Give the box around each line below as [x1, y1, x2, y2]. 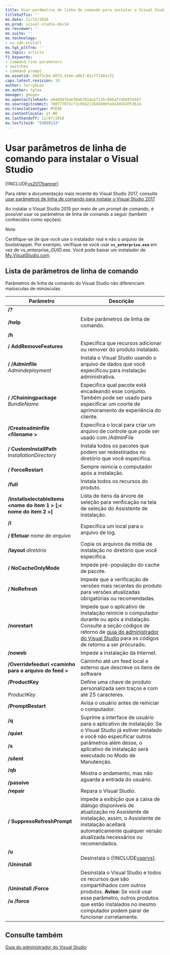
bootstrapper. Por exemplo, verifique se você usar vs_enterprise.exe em [5, 241, 157, 247]
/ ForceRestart [8, 467, 44, 474]
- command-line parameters [5, 59, 62, 64]
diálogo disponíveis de [80, 802, 134, 809]
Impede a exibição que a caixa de [80, 796, 160, 803]
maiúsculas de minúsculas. [5, 286, 62, 292]
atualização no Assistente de [80, 809, 149, 816]
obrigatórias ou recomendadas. [80, 595, 155, 602]
